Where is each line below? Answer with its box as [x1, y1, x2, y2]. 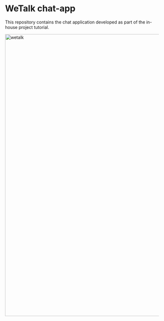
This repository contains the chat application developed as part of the [5, 19, 145, 25]
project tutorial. [19, 24, 50, 30]
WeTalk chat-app [5, 3, 76, 14]
